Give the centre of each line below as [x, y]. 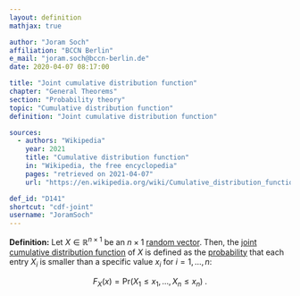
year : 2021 [46, 149]
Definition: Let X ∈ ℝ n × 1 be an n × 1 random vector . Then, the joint [133, 241]
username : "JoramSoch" [51, 216]
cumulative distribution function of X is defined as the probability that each [147, 252]
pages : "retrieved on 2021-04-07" [89, 174]
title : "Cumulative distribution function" [108, 157]
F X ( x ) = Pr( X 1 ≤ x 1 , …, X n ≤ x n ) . [150, 282]
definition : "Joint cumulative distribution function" [113, 116]
